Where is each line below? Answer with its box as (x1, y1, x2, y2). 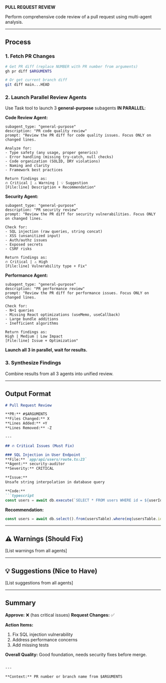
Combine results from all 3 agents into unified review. (5, 371, 114, 377)
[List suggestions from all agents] (5, 580, 73, 586)
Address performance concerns (12, 636, 78, 642)
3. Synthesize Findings (5, 359, 61, 366)
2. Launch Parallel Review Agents (5, 94, 87, 101)
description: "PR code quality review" (5, 129, 87, 134)
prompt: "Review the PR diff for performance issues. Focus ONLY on (5, 291, 149, 296)
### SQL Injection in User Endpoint (5, 452, 81, 457)
